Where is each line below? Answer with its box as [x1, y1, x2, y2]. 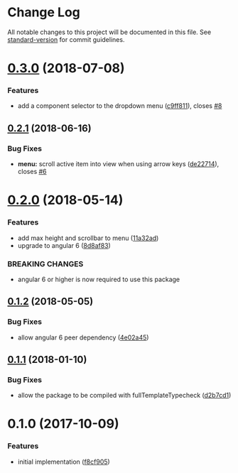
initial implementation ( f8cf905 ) [17, 457, 110, 466]
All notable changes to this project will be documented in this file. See [7, 28, 212, 36]
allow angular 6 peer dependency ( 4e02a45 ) [17, 333, 149, 342]
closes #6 [17, 168, 48, 176]
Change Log [7, 4, 80, 21]
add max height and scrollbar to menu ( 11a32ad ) [17, 234, 159, 242]
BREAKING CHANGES [7, 259, 84, 268]
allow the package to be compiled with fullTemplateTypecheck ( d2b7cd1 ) [17, 391, 232, 400]
